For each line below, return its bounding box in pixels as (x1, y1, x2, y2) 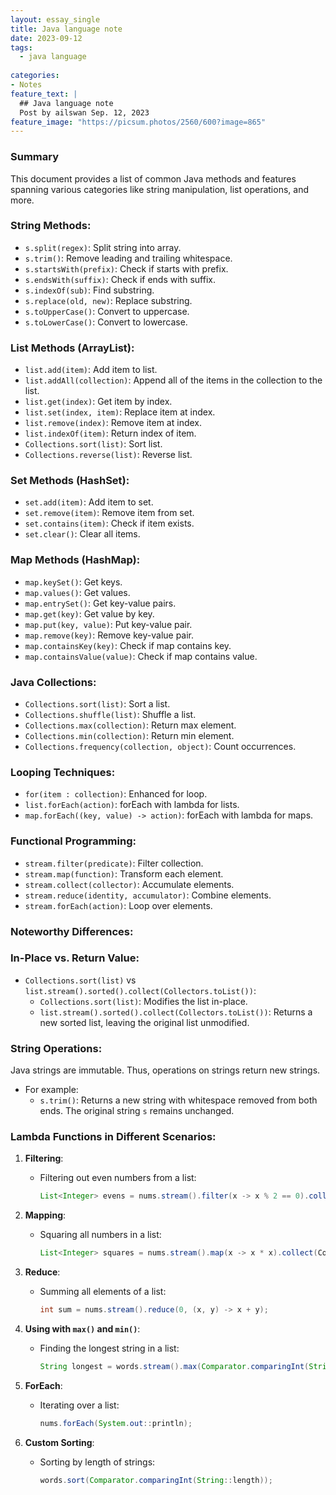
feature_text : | (10, 89, 78, 99)
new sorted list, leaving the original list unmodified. (39, 1016, 250, 1028)
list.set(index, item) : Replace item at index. (24, 406, 216, 418)
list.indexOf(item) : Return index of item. (24, 427, 197, 440)
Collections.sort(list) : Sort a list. (24, 698, 171, 710)
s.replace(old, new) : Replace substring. (24, 294, 193, 306)
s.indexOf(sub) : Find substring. (24, 284, 155, 296)
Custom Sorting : (24, 1436, 95, 1448)
